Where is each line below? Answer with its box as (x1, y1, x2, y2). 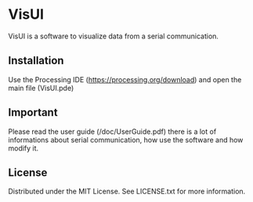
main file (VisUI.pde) (8, 83, 74, 92)
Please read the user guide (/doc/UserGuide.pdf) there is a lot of (8, 127, 217, 136)
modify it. (8, 143, 39, 153)
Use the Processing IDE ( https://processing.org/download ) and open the (8, 74, 242, 84)
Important (8, 106, 58, 119)
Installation (8, 54, 64, 67)
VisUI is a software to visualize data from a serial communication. (8, 31, 219, 41)
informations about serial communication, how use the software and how (8, 135, 244, 144)
